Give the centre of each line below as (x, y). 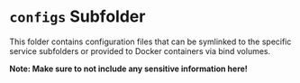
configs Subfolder (77, 17)
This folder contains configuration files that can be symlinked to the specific (150, 41)
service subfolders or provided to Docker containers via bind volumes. (140, 51)
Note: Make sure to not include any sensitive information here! (128, 69)
